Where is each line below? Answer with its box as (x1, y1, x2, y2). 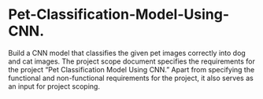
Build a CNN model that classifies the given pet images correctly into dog (8, 48, 246, 57)
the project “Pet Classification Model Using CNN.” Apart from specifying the (8, 64, 255, 74)
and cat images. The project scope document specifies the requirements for (8, 57, 256, 66)
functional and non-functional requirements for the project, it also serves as (8, 73, 254, 82)
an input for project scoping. (8, 81, 101, 91)
